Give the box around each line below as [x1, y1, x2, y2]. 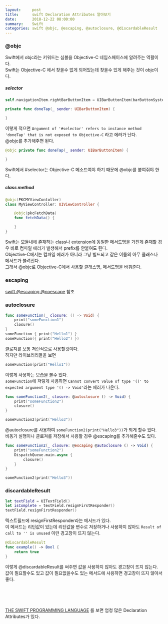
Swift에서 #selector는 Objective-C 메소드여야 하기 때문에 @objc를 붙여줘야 [5, 166, 154, 173]
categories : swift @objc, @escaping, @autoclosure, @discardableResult [5, 26, 157, 31]
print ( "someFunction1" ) [14, 317, 64, 323]
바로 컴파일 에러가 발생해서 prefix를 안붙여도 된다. [10, 245, 108, 251]
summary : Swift [5, 21, 43, 27]
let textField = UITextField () [5, 498, 70, 503]
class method [5, 185, 34, 191]
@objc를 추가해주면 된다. [5, 138, 54, 144]
